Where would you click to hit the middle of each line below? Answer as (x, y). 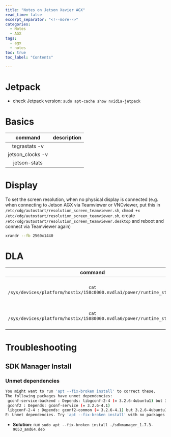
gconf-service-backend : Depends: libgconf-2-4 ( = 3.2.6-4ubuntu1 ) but (85, 401)
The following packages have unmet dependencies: (59, 396)
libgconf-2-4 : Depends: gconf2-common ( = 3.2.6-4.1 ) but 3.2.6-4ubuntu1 (87, 410)
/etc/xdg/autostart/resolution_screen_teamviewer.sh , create (70, 216)
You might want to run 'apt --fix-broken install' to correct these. (81, 391)
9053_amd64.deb (29, 430)
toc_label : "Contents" (29, 57)
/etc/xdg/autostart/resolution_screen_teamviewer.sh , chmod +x (73, 210)
